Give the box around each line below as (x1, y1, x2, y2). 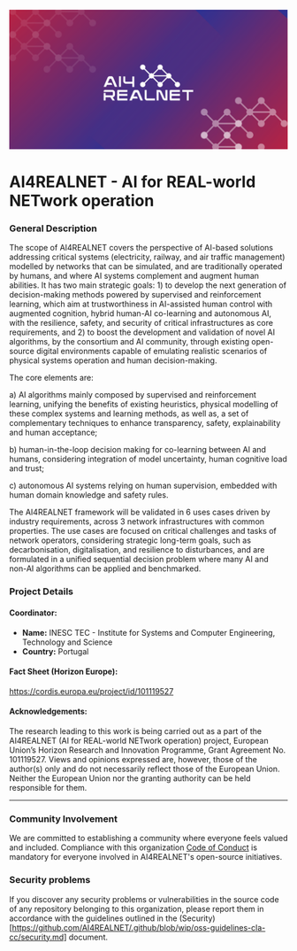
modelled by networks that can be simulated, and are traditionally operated (9, 261, 283, 272)
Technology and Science (21, 637, 113, 647)
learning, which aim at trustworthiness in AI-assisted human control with (9, 298, 273, 310)
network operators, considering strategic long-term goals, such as (9, 535, 252, 545)
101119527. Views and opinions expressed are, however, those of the (9, 754, 258, 765)
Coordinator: (9, 607, 57, 618)
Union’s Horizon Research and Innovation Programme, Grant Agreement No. (9, 745, 286, 755)
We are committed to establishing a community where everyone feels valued (9, 833, 288, 844)
